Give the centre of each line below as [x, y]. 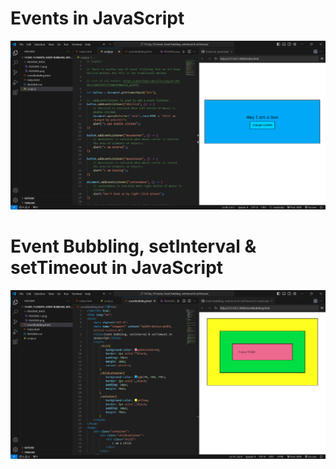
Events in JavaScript [97, 18]
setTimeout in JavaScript [117, 268]
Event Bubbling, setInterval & [133, 246]
